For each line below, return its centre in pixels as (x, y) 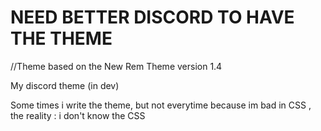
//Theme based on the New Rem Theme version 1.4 (116, 66)
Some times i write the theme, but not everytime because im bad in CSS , (161, 105)
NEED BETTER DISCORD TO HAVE (152, 17)
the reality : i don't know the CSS (78, 115)
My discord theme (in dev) (65, 85)
